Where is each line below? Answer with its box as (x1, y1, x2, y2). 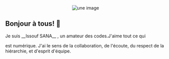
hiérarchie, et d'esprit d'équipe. (5, 48, 71, 54)
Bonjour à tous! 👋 (5, 20, 61, 28)
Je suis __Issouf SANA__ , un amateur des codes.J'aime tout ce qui (5, 33, 146, 39)
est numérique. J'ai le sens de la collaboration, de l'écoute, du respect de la (5, 42, 164, 48)
